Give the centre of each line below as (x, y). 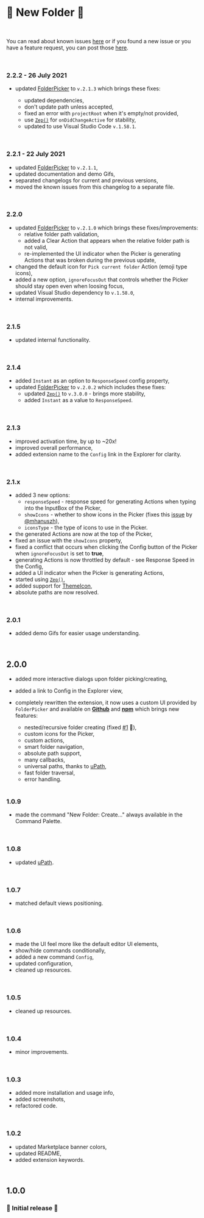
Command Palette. (38, 821)
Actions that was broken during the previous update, (90, 260)
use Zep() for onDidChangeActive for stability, (80, 120)
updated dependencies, (54, 101)
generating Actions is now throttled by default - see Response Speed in (105, 560)
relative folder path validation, (62, 234)
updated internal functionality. (53, 340)
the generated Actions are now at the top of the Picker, (84, 534)
